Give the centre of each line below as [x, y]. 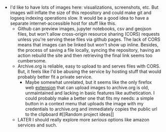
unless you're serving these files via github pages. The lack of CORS [89, 39]
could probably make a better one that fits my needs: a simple [89, 98]
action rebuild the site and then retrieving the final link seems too [85, 55]
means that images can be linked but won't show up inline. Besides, [88, 45]
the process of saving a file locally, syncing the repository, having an [89, 50]
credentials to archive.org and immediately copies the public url [91, 109]
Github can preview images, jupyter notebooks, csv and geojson [84, 29]
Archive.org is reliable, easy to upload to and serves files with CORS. [89, 66]
